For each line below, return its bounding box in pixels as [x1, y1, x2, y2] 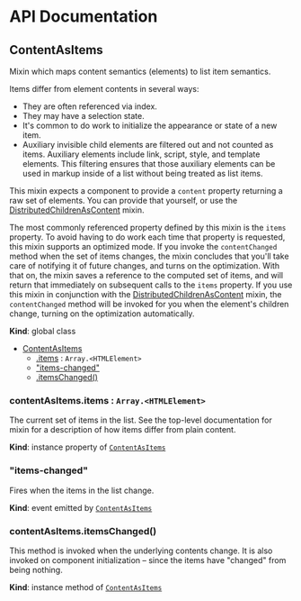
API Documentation [9, 6, 158, 27]
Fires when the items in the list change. [9, 485, 155, 496]
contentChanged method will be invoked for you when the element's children [9, 299, 289, 309]
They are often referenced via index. [22, 101, 157, 112]
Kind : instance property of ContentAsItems [9, 442, 166, 452]
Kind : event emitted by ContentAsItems [9, 502, 153, 513]
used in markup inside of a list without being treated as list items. [22, 168, 263, 178]
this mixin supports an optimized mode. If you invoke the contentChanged [9, 241, 278, 251]
